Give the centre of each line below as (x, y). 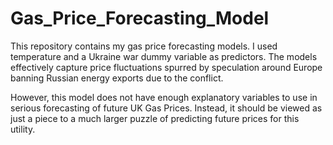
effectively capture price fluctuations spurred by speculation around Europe (166, 67)
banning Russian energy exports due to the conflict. (117, 78)
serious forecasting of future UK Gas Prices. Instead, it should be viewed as (166, 108)
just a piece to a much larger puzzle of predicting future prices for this (155, 118)
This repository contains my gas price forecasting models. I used (144, 46)
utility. (23, 129)
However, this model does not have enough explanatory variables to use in (164, 97)
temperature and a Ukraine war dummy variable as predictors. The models (164, 56)
